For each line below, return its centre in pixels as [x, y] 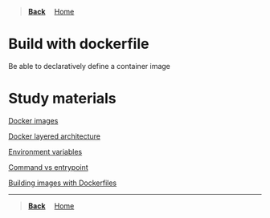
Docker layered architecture [54, 136]
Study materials [62, 99]
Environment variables [45, 151]
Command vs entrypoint [48, 167]
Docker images [33, 120]
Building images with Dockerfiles [63, 183]
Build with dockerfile [79, 44]
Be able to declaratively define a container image [90, 66]
